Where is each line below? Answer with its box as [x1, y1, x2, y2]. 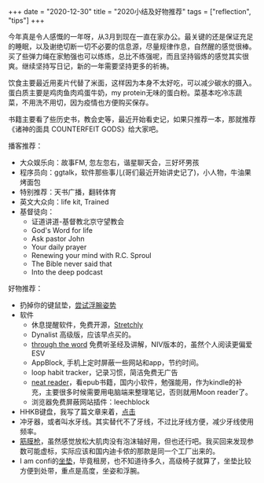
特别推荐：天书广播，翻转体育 [19, 187, 116, 197]
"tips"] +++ [8, 16, 45, 25]
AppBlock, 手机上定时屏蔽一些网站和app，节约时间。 [31, 358, 203, 367]
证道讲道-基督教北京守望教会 [31, 217, 125, 226]
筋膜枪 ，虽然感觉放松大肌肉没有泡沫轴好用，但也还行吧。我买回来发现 [19, 437, 247, 446]
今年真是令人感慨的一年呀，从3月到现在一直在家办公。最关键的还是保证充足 [8, 32, 254, 41]
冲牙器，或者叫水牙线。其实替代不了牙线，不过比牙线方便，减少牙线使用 [19, 417, 254, 426]
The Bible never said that [31, 259, 112, 268]
